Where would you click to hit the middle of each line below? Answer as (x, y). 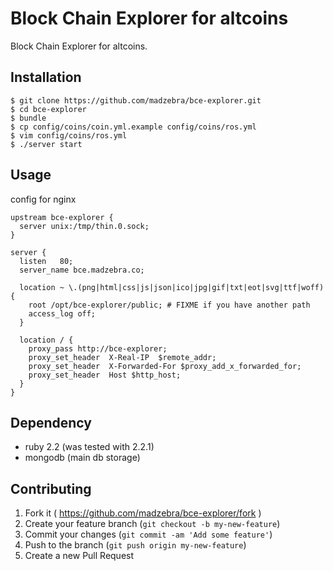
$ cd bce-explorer (48, 109)
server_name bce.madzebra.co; (82, 270)
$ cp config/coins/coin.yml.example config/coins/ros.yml (133, 127)
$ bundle (28, 118)
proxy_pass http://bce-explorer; (98, 348)
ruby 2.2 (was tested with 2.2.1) (89, 447)
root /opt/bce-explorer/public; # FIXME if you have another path (169, 305)
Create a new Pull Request (79, 556)
